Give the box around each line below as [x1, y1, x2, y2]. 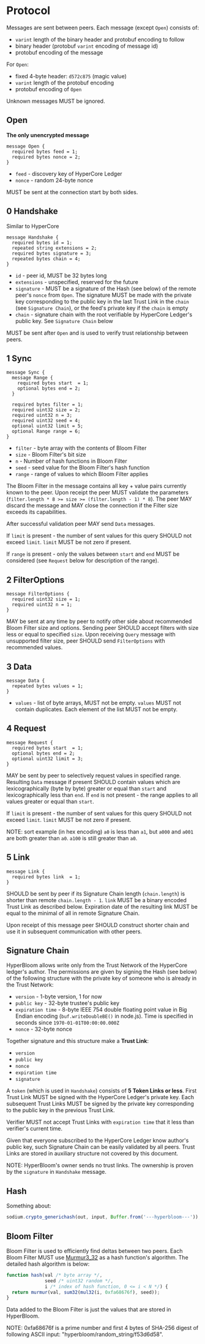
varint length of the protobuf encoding [15, 79, 114, 86]
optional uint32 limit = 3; [12, 755, 84, 762]
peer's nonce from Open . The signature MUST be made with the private [15, 291, 192, 299]
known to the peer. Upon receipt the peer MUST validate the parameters [6, 489, 188, 496]
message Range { [12, 375, 53, 381]
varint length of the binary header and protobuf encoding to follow [15, 35, 185, 43]
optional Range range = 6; [12, 428, 81, 435]
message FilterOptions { [6, 591, 70, 597]
